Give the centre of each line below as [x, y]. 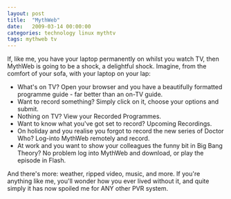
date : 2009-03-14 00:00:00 [49, 26]
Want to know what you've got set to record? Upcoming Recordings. [114, 124]
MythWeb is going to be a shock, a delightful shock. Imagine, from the [107, 66]
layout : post [26, 13]
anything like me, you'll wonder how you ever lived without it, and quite [108, 181]
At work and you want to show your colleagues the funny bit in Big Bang [120, 146]
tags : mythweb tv [32, 39]
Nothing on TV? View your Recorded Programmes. [89, 116]
